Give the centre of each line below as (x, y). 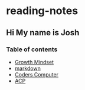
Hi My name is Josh (43, 33)
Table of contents (32, 49)
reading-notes (42, 11)
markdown (28, 68)
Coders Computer (37, 74)
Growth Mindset (34, 62)
